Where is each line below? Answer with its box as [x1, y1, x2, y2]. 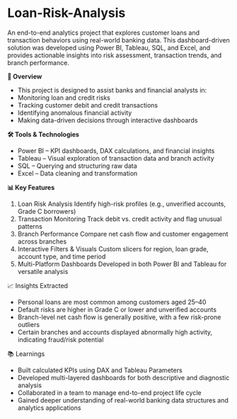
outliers [17, 320, 40, 328]
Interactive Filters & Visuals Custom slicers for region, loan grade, [17, 244, 209, 253]
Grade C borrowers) [17, 207, 76, 215]
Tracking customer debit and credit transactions [17, 101, 158, 109]
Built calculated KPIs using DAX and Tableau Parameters [17, 366, 183, 374]
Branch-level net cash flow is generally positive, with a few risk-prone [17, 313, 221, 321]
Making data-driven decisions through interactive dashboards [17, 115, 198, 125]
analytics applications [17, 403, 81, 412]
